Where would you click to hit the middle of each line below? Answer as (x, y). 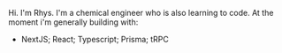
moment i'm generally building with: (73, 22)
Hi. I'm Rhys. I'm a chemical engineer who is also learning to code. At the (141, 13)
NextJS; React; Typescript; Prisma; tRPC (95, 39)
